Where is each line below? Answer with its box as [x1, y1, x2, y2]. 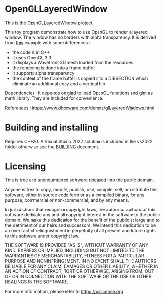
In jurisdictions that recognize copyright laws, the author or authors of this [5, 207, 156, 212]
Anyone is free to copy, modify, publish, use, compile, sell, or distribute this [5, 186, 158, 192]
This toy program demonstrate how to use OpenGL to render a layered [5, 29, 148, 35]
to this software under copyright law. [5, 233, 80, 239]
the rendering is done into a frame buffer [12, 65, 95, 71]
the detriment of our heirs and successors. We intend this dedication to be [5, 222, 156, 228]
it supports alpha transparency [12, 70, 75, 76]
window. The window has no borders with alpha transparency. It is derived [5, 34, 156, 40]
